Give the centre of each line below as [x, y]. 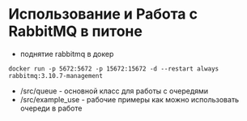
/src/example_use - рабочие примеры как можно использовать [130, 99]
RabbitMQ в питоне [76, 31]
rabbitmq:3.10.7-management [56, 76]
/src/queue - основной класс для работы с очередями [114, 91]
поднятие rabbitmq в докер [67, 54]
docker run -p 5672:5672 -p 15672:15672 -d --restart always [114, 69]
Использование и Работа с [103, 14]
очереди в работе [51, 108]
